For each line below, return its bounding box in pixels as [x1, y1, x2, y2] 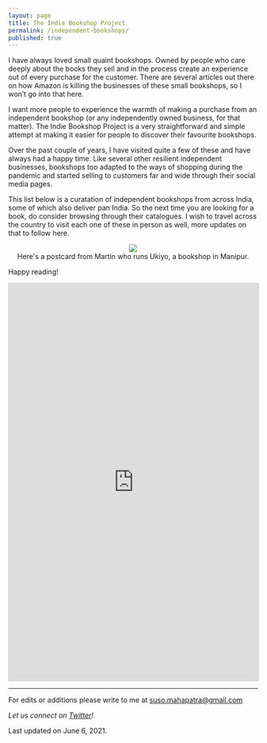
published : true [8, 33, 62, 42]
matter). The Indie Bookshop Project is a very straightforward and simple [8, 122, 246, 131]
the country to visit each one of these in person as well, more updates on [8, 220, 247, 230]
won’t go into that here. [8, 89, 85, 99]
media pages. [8, 180, 53, 189]
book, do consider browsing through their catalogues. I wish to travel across [8, 211, 257, 221]
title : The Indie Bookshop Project [8, 19, 126, 27]
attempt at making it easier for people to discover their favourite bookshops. [8, 130, 257, 140]
